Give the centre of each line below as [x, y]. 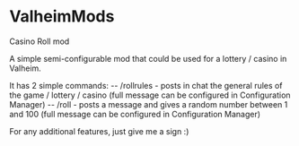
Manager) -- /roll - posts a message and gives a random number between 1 [149, 104]
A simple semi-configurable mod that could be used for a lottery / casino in [148, 58]
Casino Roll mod [40, 41]
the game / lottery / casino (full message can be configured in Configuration [150, 95]
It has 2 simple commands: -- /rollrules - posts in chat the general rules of [146, 85]
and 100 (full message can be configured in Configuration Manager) [135, 114]
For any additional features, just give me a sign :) [99, 131]
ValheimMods [62, 17]
